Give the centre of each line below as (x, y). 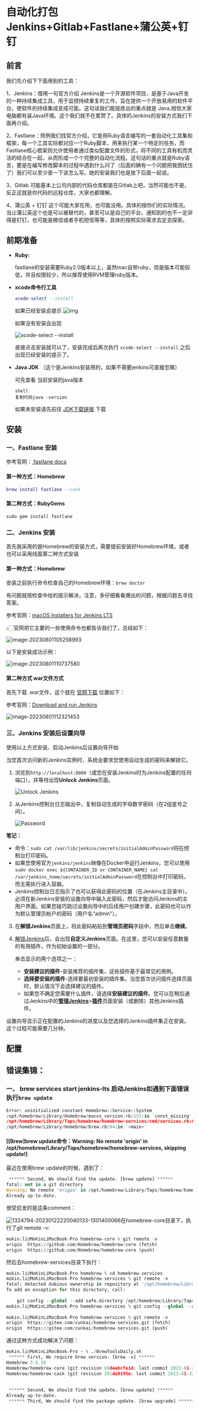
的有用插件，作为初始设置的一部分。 (59, 946)
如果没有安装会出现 (38, 323)
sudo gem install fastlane (39, 516)
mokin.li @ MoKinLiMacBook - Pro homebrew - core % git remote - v (82, 1239)
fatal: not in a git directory (45, 1185)
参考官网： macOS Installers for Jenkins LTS (60, 615)
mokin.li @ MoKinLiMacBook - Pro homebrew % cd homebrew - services (84, 1273)
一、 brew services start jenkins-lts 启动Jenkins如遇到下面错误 (98, 1089)
